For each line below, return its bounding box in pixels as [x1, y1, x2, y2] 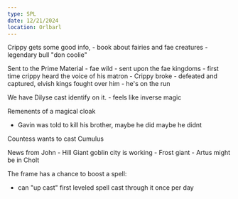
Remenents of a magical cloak [7, 107, 96, 116]
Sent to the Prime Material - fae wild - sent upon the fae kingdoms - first [7, 65, 219, 73]
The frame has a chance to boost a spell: [7, 170, 127, 178]
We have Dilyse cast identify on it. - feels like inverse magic [7, 93, 182, 102]
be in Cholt [7, 156, 40, 164]
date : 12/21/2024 [7, 17, 59, 24]
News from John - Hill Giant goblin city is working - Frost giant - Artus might [7, 149, 231, 157]
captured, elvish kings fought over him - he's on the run [7, 80, 171, 88]
